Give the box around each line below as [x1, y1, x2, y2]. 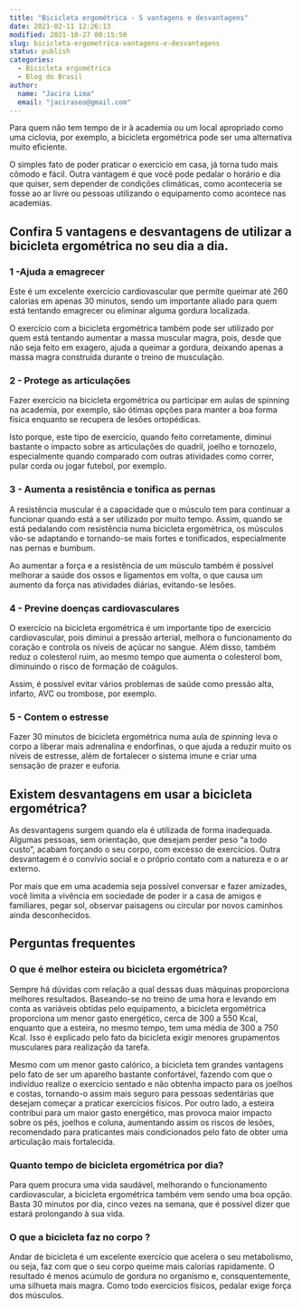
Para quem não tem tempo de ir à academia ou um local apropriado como [9, 122, 284, 133]
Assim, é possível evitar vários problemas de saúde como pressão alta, [9, 678, 274, 689]
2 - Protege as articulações [9, 373, 131, 386]
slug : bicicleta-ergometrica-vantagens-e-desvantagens [9, 38, 221, 48]
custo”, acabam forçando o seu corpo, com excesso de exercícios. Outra [9, 844, 281, 855]
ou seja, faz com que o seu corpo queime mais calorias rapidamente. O [9, 1261, 276, 1272]
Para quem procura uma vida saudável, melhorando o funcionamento [9, 1179, 268, 1190]
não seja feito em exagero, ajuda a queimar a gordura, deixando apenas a [9, 342, 284, 354]
